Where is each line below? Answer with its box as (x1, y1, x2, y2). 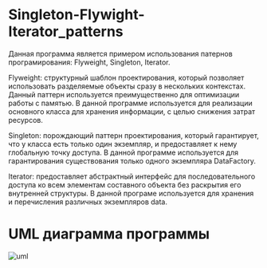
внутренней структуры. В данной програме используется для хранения (8, 188, 254, 198)
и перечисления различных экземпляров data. (8, 197, 167, 207)
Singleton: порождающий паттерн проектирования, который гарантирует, (8, 130, 259, 140)
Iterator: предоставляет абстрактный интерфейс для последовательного (8, 171, 256, 181)
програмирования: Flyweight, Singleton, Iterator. (8, 57, 171, 67)
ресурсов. (8, 115, 44, 124)
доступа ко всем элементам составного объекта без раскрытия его (8, 179, 241, 189)
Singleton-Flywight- (8, 6, 145, 24)
